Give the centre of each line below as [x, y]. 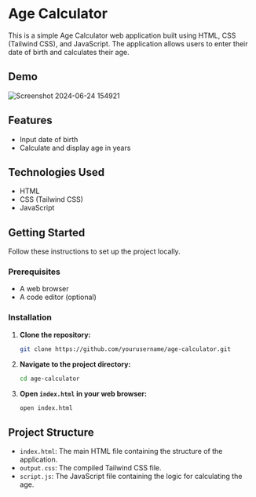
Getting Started [47, 232]
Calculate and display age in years [75, 148]
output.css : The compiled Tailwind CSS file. [91, 468]
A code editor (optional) [58, 297]
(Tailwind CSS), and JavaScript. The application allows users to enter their [128, 43]
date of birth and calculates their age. [69, 52]
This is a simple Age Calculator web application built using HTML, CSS [122, 35]
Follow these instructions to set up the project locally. [94, 251]
